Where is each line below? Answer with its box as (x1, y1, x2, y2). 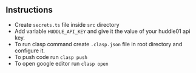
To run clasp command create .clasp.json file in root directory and (14, 40, 183, 47)
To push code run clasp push (14, 53, 87, 60)
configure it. (14, 47, 46, 54)
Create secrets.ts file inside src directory (14, 21, 120, 28)
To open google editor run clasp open (14, 60, 109, 67)
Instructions (5, 5, 53, 15)
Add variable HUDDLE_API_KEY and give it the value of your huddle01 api (14, 27, 191, 35)
